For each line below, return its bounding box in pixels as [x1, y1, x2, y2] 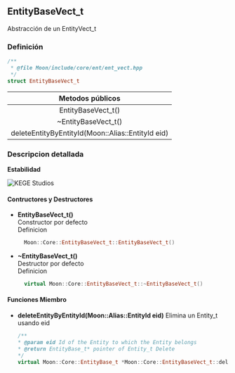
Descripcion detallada [7, 149, 84, 159]
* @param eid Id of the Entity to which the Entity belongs [17, 339, 197, 346]
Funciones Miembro [7, 296, 67, 304]
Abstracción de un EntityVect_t [7, 24, 97, 32]
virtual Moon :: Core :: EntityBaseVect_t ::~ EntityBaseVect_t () [24, 280, 203, 287]
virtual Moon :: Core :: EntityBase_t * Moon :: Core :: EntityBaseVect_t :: [17, 358, 220, 365]
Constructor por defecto [17, 218, 88, 227]
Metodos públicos [58, 93, 121, 103]
